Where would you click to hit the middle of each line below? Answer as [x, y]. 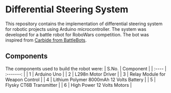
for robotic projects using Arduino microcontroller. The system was [76, 29]
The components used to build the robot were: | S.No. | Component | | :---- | [86, 68]
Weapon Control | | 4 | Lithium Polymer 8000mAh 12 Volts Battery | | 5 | [81, 79]
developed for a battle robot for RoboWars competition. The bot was [77, 34]
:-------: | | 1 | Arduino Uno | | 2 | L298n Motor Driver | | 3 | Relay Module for [85, 74]
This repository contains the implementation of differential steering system [84, 24]
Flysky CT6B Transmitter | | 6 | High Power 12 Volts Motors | [69, 85]
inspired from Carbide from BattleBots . [46, 40]
